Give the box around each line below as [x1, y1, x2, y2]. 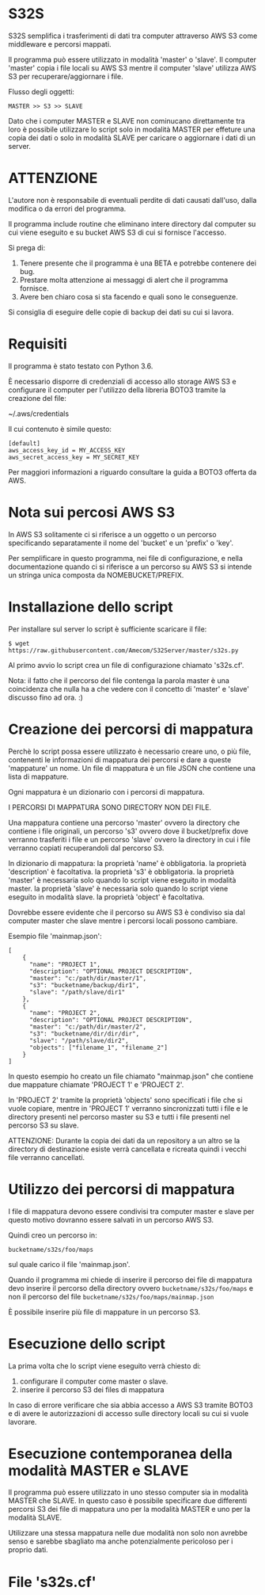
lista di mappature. [8, 772, 69, 781]
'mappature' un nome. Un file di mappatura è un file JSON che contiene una [8, 763, 256, 773]
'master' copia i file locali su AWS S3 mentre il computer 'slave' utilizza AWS [8, 63, 257, 72]
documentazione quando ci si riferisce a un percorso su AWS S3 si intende [8, 562, 252, 571]
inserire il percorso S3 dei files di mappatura [19, 1384, 165, 1395]
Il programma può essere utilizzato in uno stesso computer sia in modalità [8, 1487, 249, 1498]
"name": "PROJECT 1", [28, 960, 101, 968]
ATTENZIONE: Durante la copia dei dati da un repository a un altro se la [8, 1135, 240, 1145]
